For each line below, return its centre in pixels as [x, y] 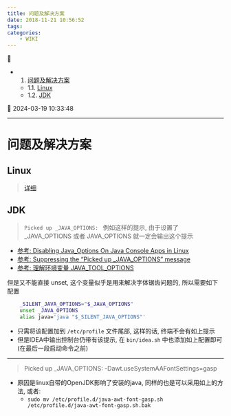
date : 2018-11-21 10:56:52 [46, 20]
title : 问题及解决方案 [36, 13]
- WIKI [29, 39]
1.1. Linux [40, 88]
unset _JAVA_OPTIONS [49, 310]
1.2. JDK [39, 95]
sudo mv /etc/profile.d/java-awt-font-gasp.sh [95, 399]
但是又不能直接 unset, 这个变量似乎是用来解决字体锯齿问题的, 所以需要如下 [113, 282]
